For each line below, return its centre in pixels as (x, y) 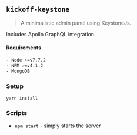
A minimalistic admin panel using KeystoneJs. (76, 23)
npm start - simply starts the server (58, 126)
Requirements (24, 48)
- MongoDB (18, 71)
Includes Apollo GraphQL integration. (51, 34)
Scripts (17, 113)
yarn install (22, 98)
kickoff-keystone (38, 10)
